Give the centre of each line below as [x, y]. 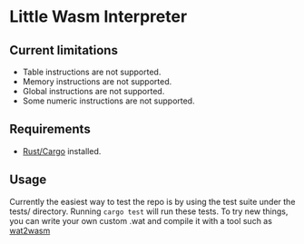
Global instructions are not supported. [93, 91]
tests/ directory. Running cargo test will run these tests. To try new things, [149, 211]
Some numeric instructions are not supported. [108, 101]
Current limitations [64, 50]
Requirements [50, 129]
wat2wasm [30, 230]
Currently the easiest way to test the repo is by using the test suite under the [152, 201]
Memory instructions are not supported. [97, 82]
